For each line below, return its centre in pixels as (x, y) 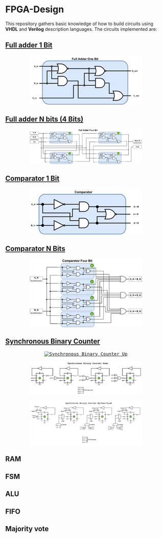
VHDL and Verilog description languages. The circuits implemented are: (81, 29)
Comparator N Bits (35, 249)
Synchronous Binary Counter (53, 341)
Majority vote (27, 529)
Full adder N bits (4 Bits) (44, 119)
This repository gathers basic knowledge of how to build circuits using (79, 24)
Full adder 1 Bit (29, 45)
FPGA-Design (35, 9)
